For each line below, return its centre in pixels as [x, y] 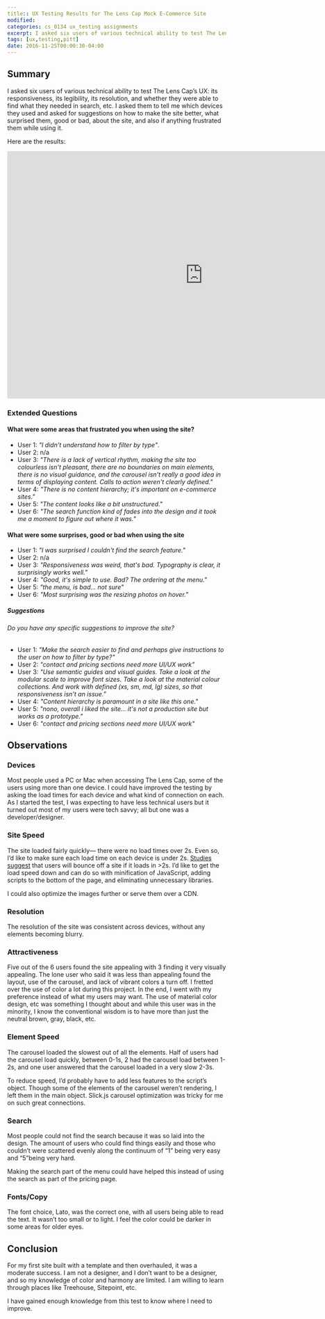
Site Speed [26, 836]
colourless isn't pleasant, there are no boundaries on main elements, [116, 467]
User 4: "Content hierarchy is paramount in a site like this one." [108, 701]
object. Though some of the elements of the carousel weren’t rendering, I [112, 1088]
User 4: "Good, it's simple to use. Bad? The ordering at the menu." [112, 580]
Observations [37, 745]
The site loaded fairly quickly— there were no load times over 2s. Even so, [114, 850]
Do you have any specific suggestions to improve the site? [91, 628]
